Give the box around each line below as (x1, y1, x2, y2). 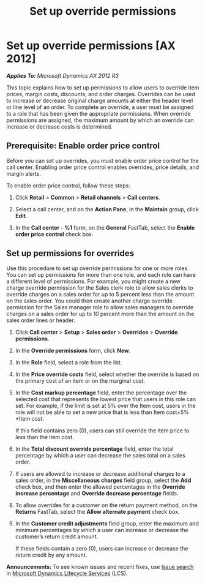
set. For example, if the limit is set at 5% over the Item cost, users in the (15, 402, 196, 409)
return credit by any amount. (15, 551, 88, 559)
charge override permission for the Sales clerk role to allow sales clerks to (6, 284, 193, 291)
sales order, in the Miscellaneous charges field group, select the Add (15, 476, 192, 484)
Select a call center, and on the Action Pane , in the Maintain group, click (15, 205, 199, 213)
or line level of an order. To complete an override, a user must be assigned (6, 103, 194, 111)
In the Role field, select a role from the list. (15, 358, 122, 366)
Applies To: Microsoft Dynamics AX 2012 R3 (6, 72, 119, 79)
